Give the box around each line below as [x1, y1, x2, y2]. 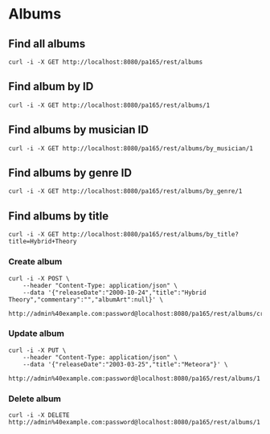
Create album [8, 256, 63, 268]
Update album [8, 328, 64, 339]
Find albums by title [8, 209, 109, 223]
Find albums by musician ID [8, 123, 149, 137]
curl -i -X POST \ [8, 274, 70, 282]
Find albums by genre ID [8, 166, 133, 180]
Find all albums [8, 37, 86, 51]
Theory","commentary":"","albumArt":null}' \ [8, 295, 163, 304]
